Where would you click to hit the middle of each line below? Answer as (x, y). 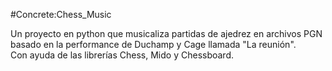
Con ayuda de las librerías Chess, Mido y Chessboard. (122, 55)
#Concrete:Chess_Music (61, 14)
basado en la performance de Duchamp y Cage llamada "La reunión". (153, 44)
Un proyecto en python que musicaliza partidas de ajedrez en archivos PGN (166, 33)
